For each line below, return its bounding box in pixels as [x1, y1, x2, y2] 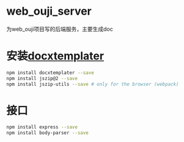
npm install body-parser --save [6, 130, 89, 136]
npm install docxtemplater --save [6, 69, 95, 76]
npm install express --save [6, 124, 78, 130]
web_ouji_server [6, 4, 92, 18]
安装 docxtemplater [6, 49, 105, 63]
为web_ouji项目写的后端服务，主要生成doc [6, 25, 113, 32]
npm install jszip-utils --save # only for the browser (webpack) [6, 81, 179, 87]
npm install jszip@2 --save [6, 75, 78, 81]
